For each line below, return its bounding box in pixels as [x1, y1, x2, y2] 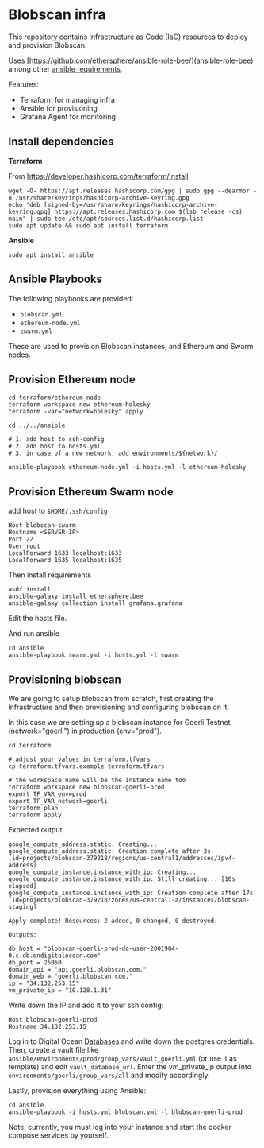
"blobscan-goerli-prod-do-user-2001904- [43, 944, 179, 952]
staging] [8, 903, 37, 911]
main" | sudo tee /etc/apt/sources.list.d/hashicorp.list [8, 215, 204, 223]
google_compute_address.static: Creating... [8, 840, 158, 848]
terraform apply [8, 811, 62, 819]
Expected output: [8, 825, 65, 834]
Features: [8, 80, 40, 89]
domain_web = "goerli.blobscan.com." [8, 972, 133, 980]
